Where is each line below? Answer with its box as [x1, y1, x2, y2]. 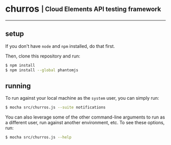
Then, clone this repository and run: [5, 53, 80, 59]
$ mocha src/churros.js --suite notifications [5, 105, 106, 110]
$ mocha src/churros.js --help [5, 135, 72, 140]
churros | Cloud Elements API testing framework [5, 3, 161, 15]
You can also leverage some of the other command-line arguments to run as [5, 114, 165, 120]
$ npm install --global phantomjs [5, 67, 79, 73]
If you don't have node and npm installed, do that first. [5, 43, 116, 49]
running [5, 81, 31, 90]
